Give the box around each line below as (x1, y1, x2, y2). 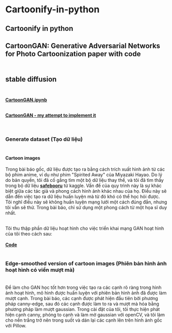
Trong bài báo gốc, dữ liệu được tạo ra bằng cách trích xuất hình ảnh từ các (5, 166, 165, 173)
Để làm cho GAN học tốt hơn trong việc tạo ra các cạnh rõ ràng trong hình (5, 284, 162, 291)
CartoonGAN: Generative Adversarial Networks (5, 41, 161, 50)
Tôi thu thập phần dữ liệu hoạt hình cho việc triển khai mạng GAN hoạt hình (5, 225, 164, 232)
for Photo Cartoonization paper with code (5, 49, 141, 58)
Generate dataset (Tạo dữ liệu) (5, 135, 83, 142)
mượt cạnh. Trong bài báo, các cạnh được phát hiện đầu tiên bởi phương (5, 295, 158, 302)
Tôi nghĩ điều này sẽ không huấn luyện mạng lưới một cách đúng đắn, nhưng (5, 199, 167, 205)
